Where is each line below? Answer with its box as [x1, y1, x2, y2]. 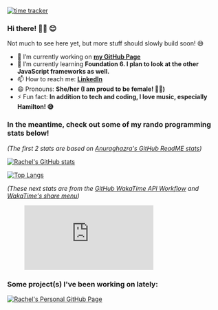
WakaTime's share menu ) [7, 192, 80, 200]
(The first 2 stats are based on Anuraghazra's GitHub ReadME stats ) [7, 144, 202, 152]
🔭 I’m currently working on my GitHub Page [17, 52, 141, 61]
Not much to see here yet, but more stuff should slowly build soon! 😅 [7, 39, 204, 48]
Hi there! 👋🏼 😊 [7, 23, 57, 33]
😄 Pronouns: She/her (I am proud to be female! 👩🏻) [17, 85, 166, 93]
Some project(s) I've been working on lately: [7, 279, 158, 289]
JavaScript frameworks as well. [17, 68, 110, 76]
